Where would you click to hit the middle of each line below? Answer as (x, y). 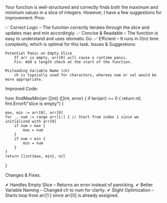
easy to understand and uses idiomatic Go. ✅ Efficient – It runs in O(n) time (82, 39)
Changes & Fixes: (23, 175)
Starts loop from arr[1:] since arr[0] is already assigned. (62, 195)
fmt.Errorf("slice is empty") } (34, 103)
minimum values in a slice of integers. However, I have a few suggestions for (83, 12)
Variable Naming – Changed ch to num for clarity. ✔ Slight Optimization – (80, 190)
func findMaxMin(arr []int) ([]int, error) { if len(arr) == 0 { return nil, (73, 98)
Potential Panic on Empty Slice (39, 53)
